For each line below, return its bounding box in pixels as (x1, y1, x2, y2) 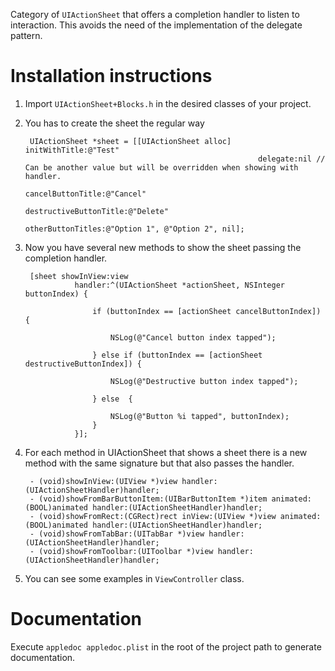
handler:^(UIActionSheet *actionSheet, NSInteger (74, 280, 286, 290)
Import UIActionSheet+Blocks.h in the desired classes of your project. (24, 97, 312, 109)
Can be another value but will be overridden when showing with (24, 162, 299, 173)
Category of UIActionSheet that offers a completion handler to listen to (10, 9, 300, 20)
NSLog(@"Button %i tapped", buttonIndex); (109, 411, 290, 421)
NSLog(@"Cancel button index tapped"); (109, 332, 277, 343)
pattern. (10, 30, 43, 41)
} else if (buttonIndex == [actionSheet (92, 350, 263, 360)
